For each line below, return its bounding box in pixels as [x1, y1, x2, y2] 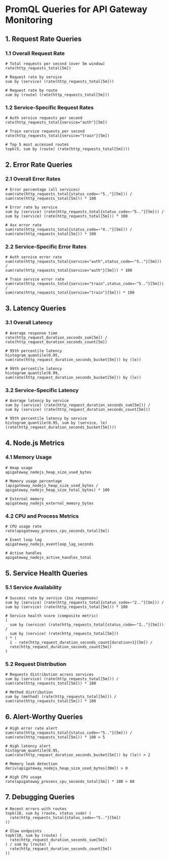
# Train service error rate [5, 277, 65, 282]
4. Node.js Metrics [5, 439, 65, 447]
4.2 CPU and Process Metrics [5, 512, 79, 519]
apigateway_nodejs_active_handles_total [5, 555, 92, 560]
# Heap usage [5, 465, 33, 470]
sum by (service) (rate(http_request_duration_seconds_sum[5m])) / [5, 403, 151, 408]
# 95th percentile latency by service [5, 416, 87, 421]
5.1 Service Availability [5, 584, 62, 591]
